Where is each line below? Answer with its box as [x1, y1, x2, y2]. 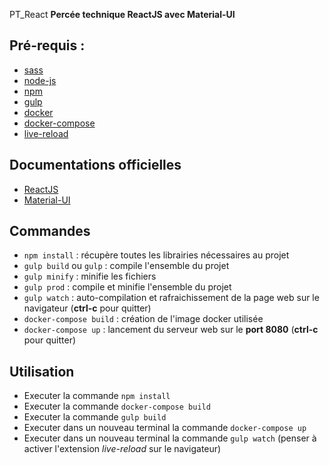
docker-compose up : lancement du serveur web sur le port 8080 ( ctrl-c [23, 324, 319, 336]
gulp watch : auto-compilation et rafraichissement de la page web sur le [23, 292, 320, 304]
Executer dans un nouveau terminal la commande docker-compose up [23, 422, 307, 434]
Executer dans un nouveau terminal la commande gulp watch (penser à [23, 432, 317, 444]
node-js [23, 74, 57, 86]
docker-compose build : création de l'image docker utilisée [23, 313, 264, 325]
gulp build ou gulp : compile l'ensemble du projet [23, 260, 230, 272]
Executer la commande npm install [23, 390, 171, 402]
